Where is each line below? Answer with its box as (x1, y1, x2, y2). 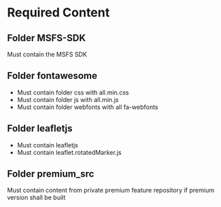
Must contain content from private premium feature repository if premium (7, 186, 215, 195)
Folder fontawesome (7, 70, 97, 82)
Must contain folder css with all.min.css (16, 88, 129, 97)
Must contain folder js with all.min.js (16, 95, 119, 103)
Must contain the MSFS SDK (7, 50, 87, 58)
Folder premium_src (7, 168, 95, 180)
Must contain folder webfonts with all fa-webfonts (16, 103, 159, 111)
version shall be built (7, 193, 66, 202)
